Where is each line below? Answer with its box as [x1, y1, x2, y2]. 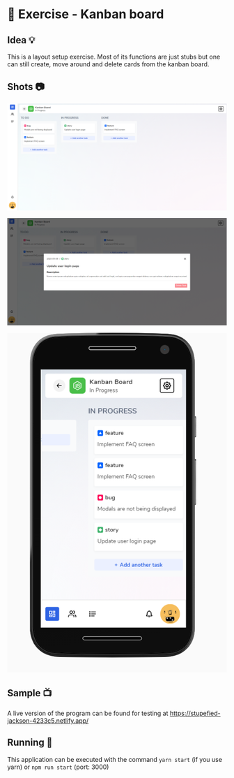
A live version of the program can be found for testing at [7, 709, 169, 717]
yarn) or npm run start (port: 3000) [7, 763, 109, 771]
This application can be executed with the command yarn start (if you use [7, 755, 223, 763]
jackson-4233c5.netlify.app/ [7, 716, 89, 725]
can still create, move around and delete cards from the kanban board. [7, 60, 210, 68]
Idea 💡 [7, 34, 36, 46]
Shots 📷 [7, 81, 45, 93]
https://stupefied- [169, 709, 221, 717]
